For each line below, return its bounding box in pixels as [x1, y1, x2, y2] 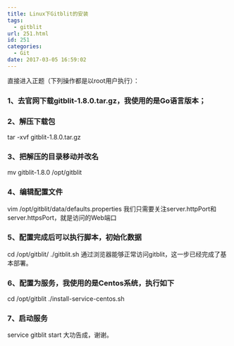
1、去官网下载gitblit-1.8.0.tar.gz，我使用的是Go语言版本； [7, 96, 207, 106]
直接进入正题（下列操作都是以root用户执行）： [7, 76, 140, 85]
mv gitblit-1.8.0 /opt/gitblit [7, 168, 82, 177]
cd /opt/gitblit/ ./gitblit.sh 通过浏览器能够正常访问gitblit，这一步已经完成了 [7, 249, 221, 258]
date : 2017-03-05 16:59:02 [7, 56, 87, 63]
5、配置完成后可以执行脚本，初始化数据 [7, 233, 142, 242]
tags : [7, 17, 23, 24]
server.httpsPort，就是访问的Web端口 [7, 213, 117, 222]
